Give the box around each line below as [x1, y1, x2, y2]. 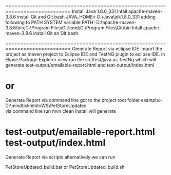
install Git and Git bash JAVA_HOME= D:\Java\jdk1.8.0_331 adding [17, 14, 156, 20]
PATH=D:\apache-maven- [82, 19, 137, 25]
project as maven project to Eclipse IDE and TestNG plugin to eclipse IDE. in [5, 51, 165, 57]
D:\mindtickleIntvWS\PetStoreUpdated [5, 102, 87, 109]
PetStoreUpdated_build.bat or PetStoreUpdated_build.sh [5, 164, 125, 170]
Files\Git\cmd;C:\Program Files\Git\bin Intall [50, 25, 142, 31]
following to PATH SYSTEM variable [5, 19, 81, 25]
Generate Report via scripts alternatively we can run [5, 154, 116, 160]
